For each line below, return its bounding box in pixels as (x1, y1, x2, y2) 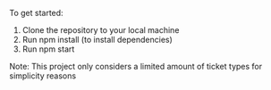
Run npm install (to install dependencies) (21, 35, 173, 45)
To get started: (9, 8, 64, 18)
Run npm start (21, 44, 75, 54)
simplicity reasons (9, 70, 77, 81)
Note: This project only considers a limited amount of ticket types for (9, 61, 263, 71)
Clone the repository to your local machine (21, 25, 180, 35)
